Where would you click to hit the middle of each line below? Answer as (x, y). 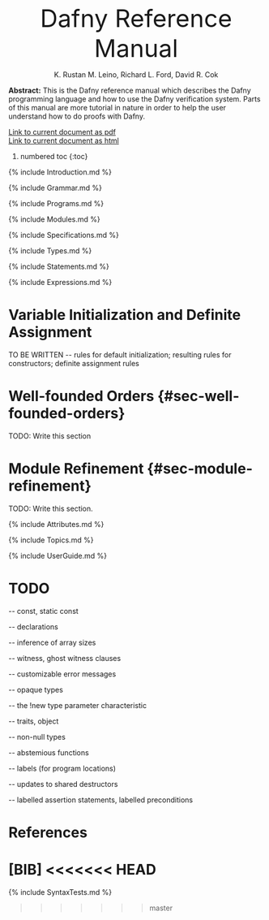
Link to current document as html (64, 140)
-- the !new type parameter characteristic (78, 705)
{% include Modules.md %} (55, 219)
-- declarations (33, 626)
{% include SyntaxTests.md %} (60, 892)
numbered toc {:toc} (54, 156)
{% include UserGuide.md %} (58, 555)
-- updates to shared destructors (63, 784)
